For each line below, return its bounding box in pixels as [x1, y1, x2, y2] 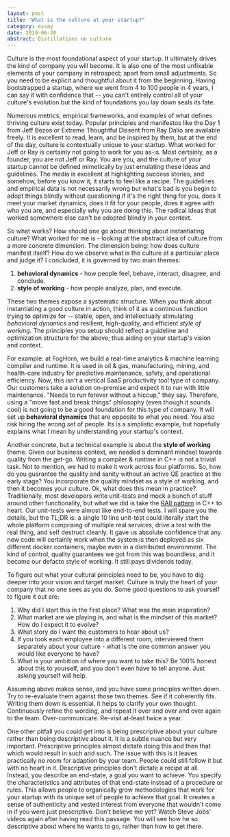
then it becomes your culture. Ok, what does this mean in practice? [7, 485, 196, 493]
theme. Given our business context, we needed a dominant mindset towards [7, 448, 222, 457]
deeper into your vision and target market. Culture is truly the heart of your [7, 578, 218, 586]
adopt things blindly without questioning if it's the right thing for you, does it [7, 192, 221, 200]
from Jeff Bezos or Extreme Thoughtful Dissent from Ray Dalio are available [7, 126, 220, 135]
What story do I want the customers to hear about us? [16, 628, 169, 636]
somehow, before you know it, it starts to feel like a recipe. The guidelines [7, 177, 215, 185]
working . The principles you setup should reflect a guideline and [7, 327, 189, 335]
